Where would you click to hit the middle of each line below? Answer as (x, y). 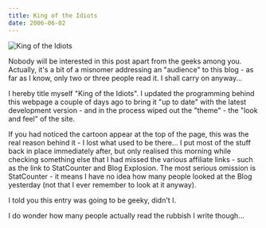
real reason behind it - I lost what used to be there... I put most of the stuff (129, 142)
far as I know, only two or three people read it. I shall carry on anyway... (125, 78)
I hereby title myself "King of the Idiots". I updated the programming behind (131, 93)
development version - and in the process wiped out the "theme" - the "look (133, 110)
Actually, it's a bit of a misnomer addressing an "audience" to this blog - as (131, 69)
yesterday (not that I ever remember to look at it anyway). (102, 184)
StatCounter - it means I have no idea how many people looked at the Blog (130, 176)
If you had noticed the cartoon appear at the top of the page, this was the (129, 134)
